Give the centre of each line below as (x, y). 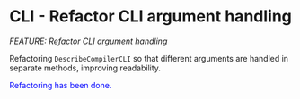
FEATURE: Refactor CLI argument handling (88, 41)
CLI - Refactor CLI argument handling (150, 16)
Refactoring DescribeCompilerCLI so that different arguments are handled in (149, 58)
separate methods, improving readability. (85, 68)
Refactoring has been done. (61, 85)
